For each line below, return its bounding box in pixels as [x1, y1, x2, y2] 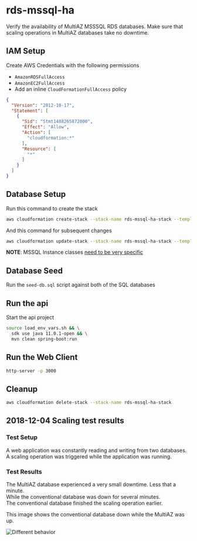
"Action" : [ [21, 130, 51, 135]
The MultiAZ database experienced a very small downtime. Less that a [6, 481, 176, 488]
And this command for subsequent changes [6, 227, 113, 234]
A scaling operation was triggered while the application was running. [6, 452, 172, 460]
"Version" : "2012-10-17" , [11, 102, 75, 108]
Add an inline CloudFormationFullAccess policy [14, 86, 127, 93]
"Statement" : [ [11, 108, 49, 114]
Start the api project [6, 314, 55, 321]
